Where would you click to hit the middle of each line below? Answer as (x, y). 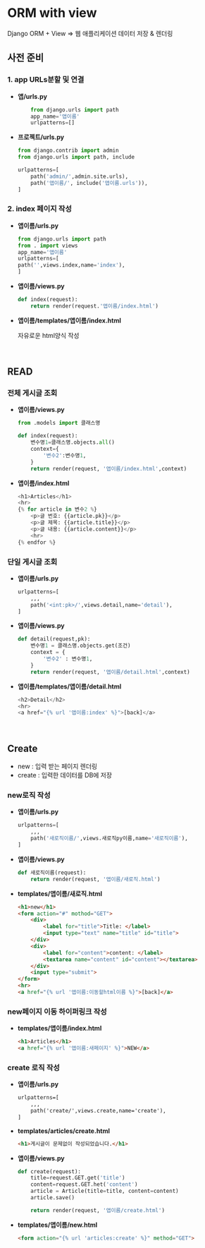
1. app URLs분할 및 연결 (46, 80)
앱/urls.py (32, 96)
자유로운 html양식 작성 (48, 335)
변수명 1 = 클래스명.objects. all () (73, 442)
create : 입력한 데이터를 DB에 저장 (65, 775)
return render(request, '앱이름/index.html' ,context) (109, 468)
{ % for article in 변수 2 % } (57, 509)
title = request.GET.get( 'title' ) (78, 1178)
